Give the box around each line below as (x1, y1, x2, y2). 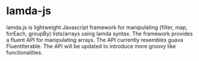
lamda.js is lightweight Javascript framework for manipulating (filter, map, (6, 24, 188, 31)
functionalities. (6, 49, 43, 56)
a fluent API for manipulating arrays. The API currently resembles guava (6, 36, 183, 43)
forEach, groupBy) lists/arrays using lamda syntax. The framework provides (6, 30, 193, 37)
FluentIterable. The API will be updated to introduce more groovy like (6, 43, 176, 50)
